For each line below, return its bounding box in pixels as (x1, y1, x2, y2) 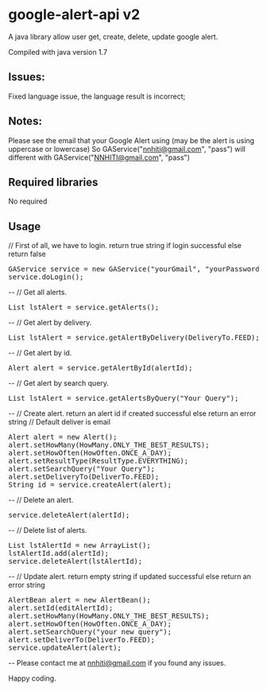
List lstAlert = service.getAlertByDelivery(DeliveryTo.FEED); (8, 333, 260, 343)
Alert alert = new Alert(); (8, 433, 118, 442)
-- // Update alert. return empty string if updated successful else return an (8, 572, 252, 581)
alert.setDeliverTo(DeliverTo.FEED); (8, 635, 156, 645)
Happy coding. (8, 674, 57, 683)
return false (8, 249, 46, 259)
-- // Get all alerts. (8, 288, 68, 297)
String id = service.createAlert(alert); (8, 480, 172, 490)
